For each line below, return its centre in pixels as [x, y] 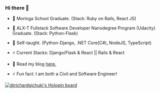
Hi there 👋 [17, 8]
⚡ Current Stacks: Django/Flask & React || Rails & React [68, 53]
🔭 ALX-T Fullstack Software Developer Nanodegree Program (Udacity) [84, 28]
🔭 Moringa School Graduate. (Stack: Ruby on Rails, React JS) [74, 19]
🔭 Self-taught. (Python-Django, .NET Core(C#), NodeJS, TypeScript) [82, 43]
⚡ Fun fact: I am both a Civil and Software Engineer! [65, 74]
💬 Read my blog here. [34, 64]
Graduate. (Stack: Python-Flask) [45, 33]
